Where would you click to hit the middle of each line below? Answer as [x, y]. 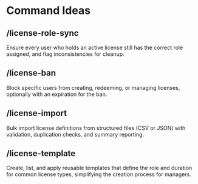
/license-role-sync [43, 33]
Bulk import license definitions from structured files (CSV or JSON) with [96, 128]
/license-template [41, 153]
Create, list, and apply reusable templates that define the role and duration [99, 168]
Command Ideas [49, 11]
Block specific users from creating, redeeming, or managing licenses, [93, 87]
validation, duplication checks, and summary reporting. [75, 134]
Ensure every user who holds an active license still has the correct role [95, 47]
